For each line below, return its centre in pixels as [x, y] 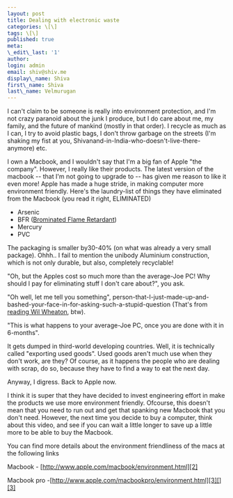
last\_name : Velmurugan [42, 91]
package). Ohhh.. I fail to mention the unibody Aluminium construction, [109, 256]
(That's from [190, 304]
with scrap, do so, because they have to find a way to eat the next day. [109, 368]
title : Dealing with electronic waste [63, 20]
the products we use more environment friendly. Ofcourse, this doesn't [109, 403]
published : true [31, 40]
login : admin [26, 65]
